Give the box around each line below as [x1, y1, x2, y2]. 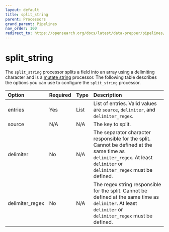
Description [93, 91, 122, 98]
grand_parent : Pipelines [5, 21, 57, 27]
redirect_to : [5, 31, 33, 36]
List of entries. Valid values [93, 100, 157, 107]
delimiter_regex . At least [93, 154, 153, 161]
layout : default [5, 7, 39, 13]
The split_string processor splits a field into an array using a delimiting [5, 69, 155, 75]
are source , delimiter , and [93, 106, 156, 113]
